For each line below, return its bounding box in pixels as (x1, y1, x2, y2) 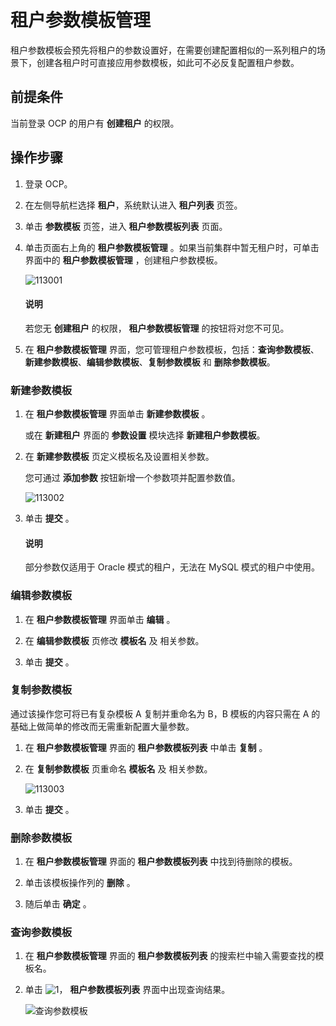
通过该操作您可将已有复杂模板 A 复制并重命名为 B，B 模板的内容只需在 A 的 (10, 707, 321, 720)
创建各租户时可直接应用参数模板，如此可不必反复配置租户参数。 (36, 56, 300, 68)
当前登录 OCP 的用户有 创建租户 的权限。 (10, 117, 180, 129)
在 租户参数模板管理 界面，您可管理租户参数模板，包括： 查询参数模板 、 (24, 343, 320, 355)
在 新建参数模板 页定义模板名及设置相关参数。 (24, 451, 215, 463)
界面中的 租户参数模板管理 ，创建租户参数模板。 (24, 254, 223, 266)
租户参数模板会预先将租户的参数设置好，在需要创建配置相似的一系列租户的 (10, 44, 317, 56)
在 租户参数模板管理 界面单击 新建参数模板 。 (24, 408, 211, 420)
